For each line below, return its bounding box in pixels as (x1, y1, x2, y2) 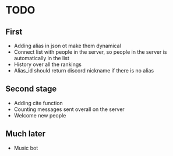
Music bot (13, 144, 38, 151)
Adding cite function (13, 99, 63, 106)
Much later (5, 129, 46, 139)
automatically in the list (13, 55, 69, 61)
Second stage (5, 84, 57, 94)
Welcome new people (13, 112, 66, 119)
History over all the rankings (13, 61, 82, 68)
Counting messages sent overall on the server (13, 106, 125, 113)
